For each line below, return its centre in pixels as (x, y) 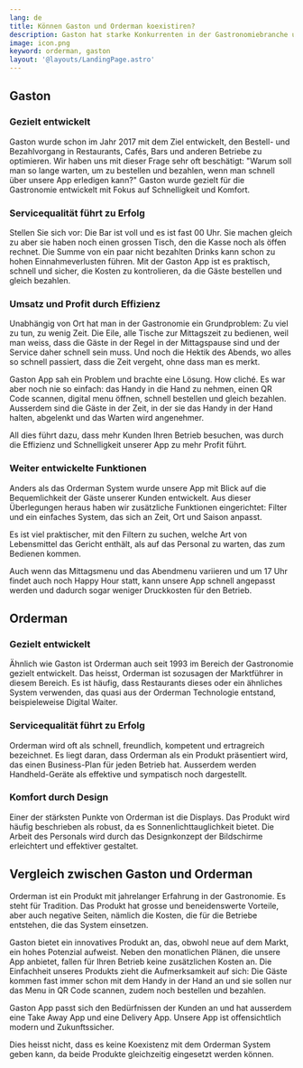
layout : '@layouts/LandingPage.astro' (82, 60)
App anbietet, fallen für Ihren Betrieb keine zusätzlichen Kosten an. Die (141, 961)
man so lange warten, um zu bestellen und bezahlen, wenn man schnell (142, 170)
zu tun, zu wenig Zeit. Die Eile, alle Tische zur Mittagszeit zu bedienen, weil (149, 333)
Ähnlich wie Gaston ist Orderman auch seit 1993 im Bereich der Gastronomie (151, 664)
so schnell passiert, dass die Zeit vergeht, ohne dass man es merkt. (135, 362)
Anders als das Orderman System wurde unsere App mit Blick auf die (138, 488)
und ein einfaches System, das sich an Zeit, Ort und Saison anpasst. (136, 516)
